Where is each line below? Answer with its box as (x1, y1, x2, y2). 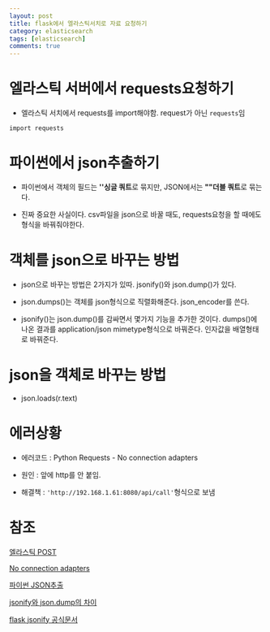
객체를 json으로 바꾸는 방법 (9, 251, 180, 270)
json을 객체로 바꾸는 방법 (9, 366, 167, 384)
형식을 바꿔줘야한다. (20, 220, 84, 229)
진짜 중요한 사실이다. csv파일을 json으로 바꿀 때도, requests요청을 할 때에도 (20, 210, 262, 219)
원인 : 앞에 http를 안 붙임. (20, 470, 101, 479)
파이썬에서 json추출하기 (9, 154, 161, 172)
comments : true (9, 42, 61, 50)
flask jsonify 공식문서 (9, 614, 78, 624)
